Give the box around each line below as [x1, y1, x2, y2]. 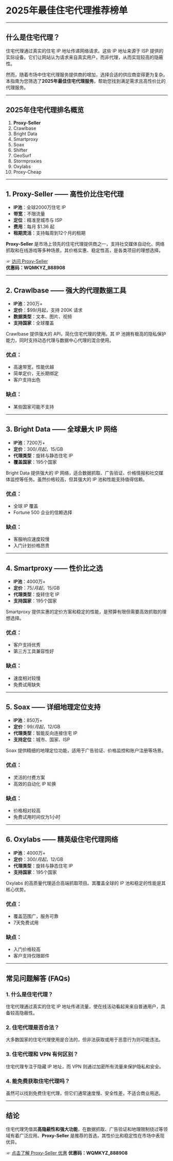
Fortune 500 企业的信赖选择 [13, 509, 72, 515]
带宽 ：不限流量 [13, 211, 45, 217]
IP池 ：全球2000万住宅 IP [13, 204, 66, 211]
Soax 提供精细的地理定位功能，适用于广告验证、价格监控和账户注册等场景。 [6, 747, 166, 753]
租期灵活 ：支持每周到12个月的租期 [13, 230, 86, 236]
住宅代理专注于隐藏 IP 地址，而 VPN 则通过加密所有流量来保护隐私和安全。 [6, 1063, 164, 1070]
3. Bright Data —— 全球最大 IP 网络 [6, 425, 118, 434]
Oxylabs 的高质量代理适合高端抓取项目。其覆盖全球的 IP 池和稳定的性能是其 [6, 880, 166, 886]
